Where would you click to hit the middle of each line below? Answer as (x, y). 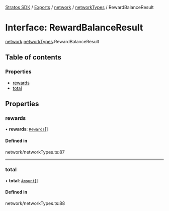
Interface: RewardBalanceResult (74, 28)
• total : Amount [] (22, 180)
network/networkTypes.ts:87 (35, 152)
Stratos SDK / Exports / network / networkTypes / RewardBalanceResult (79, 7)
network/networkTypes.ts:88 (35, 203)
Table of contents (33, 57)
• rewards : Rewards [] (27, 129)
